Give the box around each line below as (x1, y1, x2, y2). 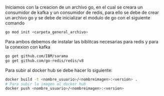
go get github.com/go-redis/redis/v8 (5, 58, 84, 63)
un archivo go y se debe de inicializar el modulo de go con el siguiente (5, 15, 150, 20)
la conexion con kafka (5, 44, 51, 50)
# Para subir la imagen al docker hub (5, 82, 86, 87)
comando (5, 20, 25, 26)
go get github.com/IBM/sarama (5, 53, 68, 59)
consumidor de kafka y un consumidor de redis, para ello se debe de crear (5, 9, 159, 15)
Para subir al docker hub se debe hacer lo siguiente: (5, 67, 112, 73)
